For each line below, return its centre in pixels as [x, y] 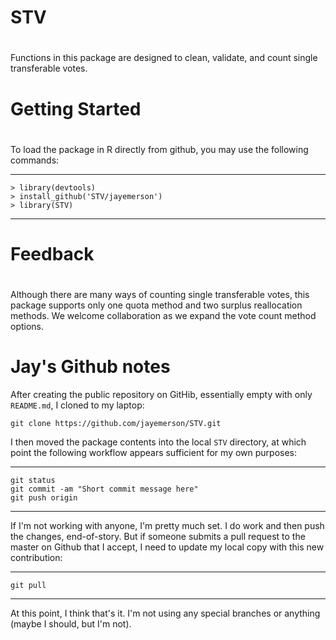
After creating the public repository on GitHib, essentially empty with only [161, 395]
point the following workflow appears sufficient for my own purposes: [154, 453]
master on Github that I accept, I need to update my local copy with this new [167, 547]
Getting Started [76, 108]
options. [27, 327]
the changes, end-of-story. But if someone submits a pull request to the [158, 537]
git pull [28, 586]
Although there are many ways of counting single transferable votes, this [160, 295]
